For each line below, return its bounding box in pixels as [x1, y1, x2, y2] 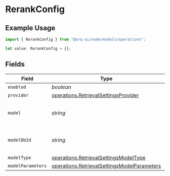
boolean [51, 83, 72, 90]
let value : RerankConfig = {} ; [5, 46, 71, 51]
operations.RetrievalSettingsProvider [51, 92, 139, 99]
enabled [8, 84, 26, 90]
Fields [5, 60, 25, 69]
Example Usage [5, 24, 56, 32]
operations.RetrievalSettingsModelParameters [51, 162, 161, 169]
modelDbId [8, 137, 31, 143]
